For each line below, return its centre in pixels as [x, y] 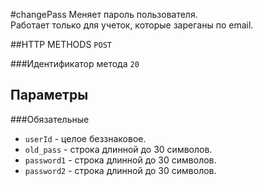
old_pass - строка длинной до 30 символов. [118, 149]
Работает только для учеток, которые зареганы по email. [132, 25]
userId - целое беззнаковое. [85, 138]
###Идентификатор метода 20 [75, 63]
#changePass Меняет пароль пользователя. [104, 14]
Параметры [49, 95]
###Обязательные [50, 119]
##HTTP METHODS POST [61, 44]
